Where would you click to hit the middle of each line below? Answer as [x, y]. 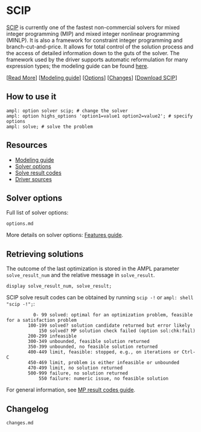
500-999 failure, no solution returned [78, 373]
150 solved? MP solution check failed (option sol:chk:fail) [117, 331]
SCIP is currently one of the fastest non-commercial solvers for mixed [93, 27]
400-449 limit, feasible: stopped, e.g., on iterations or [104, 352]
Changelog [27, 409]
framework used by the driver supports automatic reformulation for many [97, 59]
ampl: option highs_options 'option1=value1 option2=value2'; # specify [100, 116]
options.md [20, 224]
